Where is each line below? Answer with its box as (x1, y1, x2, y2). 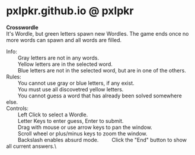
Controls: (6, 105, 28, 112)
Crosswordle (6, 24, 39, 31)
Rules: (6, 73, 22, 80)
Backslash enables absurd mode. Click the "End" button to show (17, 136, 187, 143)
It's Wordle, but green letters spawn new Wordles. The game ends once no (6, 30, 189, 37)
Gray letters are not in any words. (17, 54, 100, 61)
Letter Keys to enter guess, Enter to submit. (17, 117, 124, 124)
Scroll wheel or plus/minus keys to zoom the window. (17, 129, 148, 137)
